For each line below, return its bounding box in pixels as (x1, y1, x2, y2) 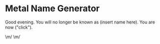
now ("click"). (5, 24, 33, 30)
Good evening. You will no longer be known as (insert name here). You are (5, 19, 156, 25)
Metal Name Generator (5, 3, 100, 14)
